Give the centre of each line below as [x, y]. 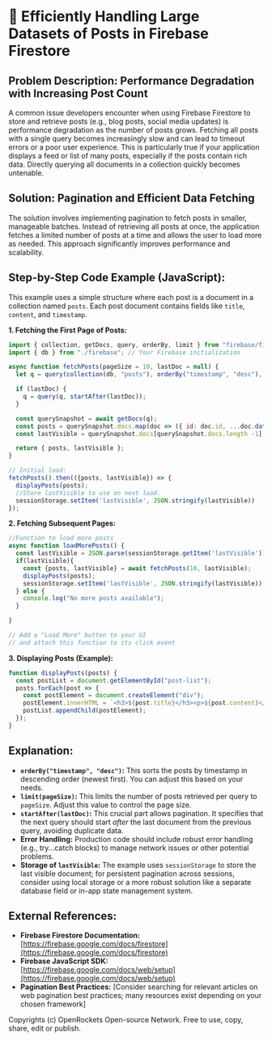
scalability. [26, 252]
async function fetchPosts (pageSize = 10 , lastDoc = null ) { [114, 367]
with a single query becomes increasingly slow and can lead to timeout [127, 138]
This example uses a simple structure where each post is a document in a [131, 297]
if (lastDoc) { [41, 389]
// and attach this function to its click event [92, 642]
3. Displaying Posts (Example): [61, 658]
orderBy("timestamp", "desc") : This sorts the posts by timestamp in [134, 770]
